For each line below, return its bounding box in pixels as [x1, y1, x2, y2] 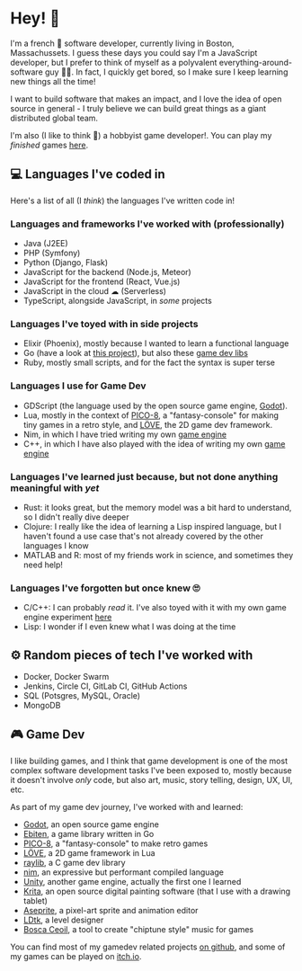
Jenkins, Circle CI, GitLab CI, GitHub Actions [22, 681, 188, 691]
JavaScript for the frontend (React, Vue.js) [22, 276, 181, 287]
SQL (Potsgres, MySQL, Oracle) [22, 690, 141, 701]
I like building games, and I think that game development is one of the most [10, 755, 289, 766]
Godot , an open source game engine [22, 818, 160, 830]
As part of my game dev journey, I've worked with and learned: [10, 801, 244, 812]
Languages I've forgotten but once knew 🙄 [10, 582, 200, 594]
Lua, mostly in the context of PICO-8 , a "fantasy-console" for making [22, 409, 280, 421]
